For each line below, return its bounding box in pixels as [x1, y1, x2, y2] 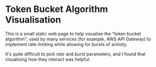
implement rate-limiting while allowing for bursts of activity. [5, 41, 128, 47]
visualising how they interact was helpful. [5, 56, 91, 62]
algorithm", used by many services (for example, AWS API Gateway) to [5, 36, 151, 42]
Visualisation [5, 14, 61, 25]
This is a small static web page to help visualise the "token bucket [5, 30, 141, 36]
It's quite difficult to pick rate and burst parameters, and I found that [5, 51, 145, 57]
